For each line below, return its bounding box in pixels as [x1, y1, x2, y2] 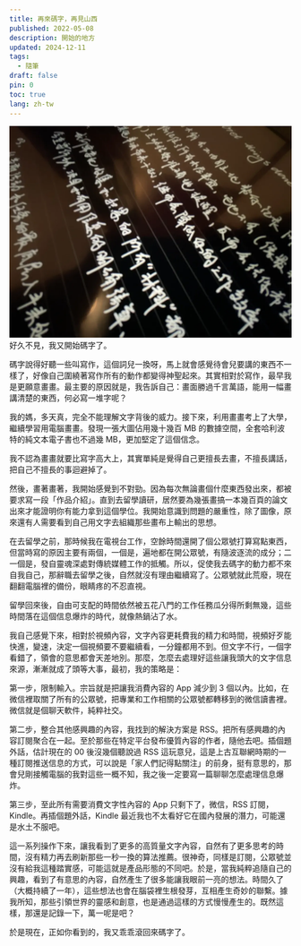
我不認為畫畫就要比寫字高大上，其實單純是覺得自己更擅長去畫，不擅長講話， [9, 452, 292, 463]
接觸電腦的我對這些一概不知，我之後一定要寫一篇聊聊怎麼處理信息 [32, 769, 276, 779]
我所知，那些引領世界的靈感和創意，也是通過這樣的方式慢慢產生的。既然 [9, 896, 276, 907]
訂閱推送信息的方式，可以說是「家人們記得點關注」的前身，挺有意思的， [16, 757, 284, 768]
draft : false [9, 72, 58, 81]
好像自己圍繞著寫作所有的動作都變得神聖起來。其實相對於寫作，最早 [32, 370, 284, 381]
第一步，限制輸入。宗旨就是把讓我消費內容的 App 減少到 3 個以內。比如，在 [9, 682, 289, 693]
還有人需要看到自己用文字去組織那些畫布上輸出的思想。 [16, 516, 221, 528]
